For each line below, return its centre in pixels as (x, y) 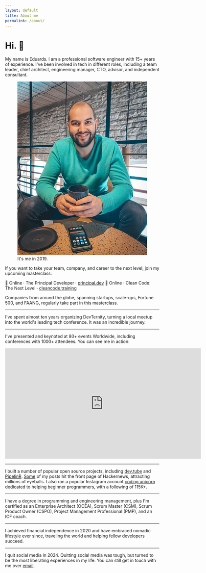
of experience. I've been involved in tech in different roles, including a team (81, 64)
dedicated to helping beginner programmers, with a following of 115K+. (76, 487)
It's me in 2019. (33, 259)
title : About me (22, 15)
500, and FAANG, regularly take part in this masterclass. (62, 303)
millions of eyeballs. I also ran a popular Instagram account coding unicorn (80, 481)
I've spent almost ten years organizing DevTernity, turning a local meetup (79, 317)
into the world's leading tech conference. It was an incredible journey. (75, 322)
